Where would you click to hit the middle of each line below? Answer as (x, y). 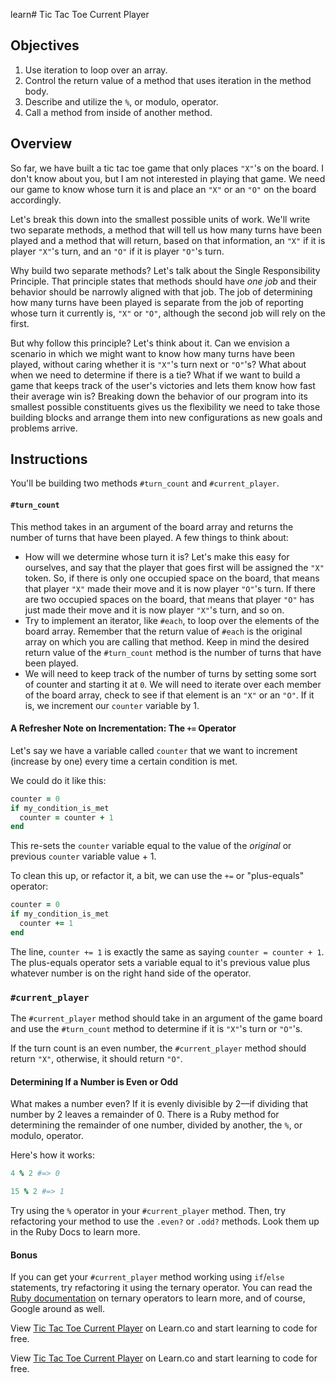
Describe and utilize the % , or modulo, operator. (121, 101)
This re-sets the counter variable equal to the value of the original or (151, 846)
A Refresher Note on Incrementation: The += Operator (123, 728)
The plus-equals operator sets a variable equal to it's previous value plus (160, 962)
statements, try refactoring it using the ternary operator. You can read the (161, 1288)
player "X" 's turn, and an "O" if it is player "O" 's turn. (117, 251)
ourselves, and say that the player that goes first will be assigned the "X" (174, 567)
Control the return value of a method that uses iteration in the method (168, 80)
